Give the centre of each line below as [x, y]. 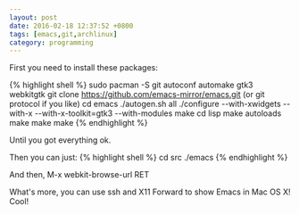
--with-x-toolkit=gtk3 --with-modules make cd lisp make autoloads [158, 113]
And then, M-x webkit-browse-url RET [79, 175]
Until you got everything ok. [60, 140]
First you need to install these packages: [83, 68]
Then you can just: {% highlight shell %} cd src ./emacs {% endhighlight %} [149, 158]
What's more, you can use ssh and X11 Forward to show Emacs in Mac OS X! [150, 192]
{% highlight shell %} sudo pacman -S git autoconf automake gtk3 [131, 85]
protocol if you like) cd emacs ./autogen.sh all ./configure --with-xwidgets [145, 104]
